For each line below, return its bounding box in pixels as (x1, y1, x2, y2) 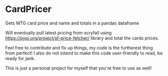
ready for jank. (5, 55, 36, 61)
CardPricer (5, 3, 52, 15)
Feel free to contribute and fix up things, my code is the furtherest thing (5, 44, 153, 50)
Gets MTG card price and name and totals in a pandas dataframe (5, 20, 139, 26)
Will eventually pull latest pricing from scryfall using (5, 29, 112, 35)
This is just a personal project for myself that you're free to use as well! (5, 65, 152, 71)
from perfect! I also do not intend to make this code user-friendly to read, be (5, 50, 163, 56)
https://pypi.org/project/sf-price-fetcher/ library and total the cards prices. (5, 35, 159, 41)
